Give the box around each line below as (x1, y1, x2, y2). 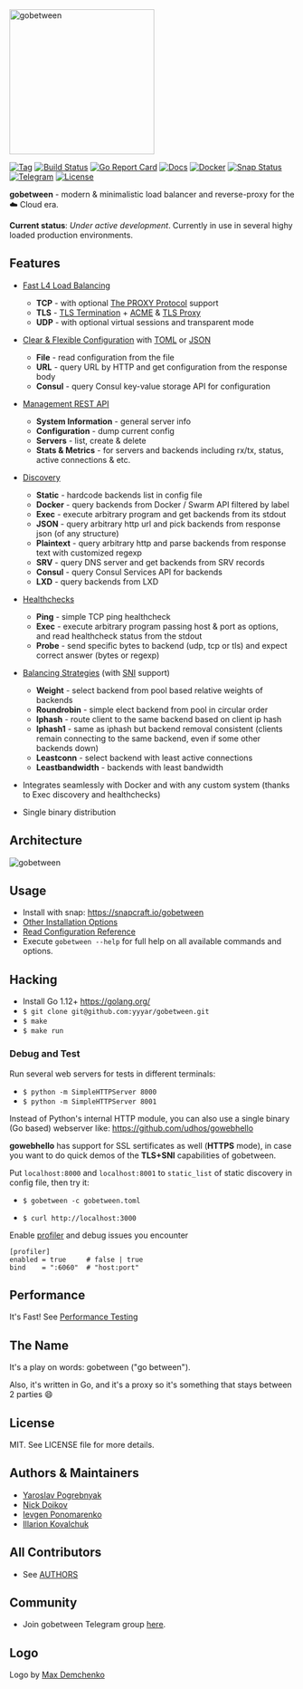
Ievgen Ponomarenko (22, 1509, 102, 1520)
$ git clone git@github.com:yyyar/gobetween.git (22, 1008, 210, 1017)
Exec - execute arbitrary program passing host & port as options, (35, 621, 279, 632)
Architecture (9, 833, 83, 848)
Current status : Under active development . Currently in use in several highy (9, 220, 293, 230)
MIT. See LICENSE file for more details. (9, 1439, 156, 1450)
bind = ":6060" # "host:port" (9, 1263, 140, 1272)
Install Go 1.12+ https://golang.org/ (22, 996, 151, 1007)
